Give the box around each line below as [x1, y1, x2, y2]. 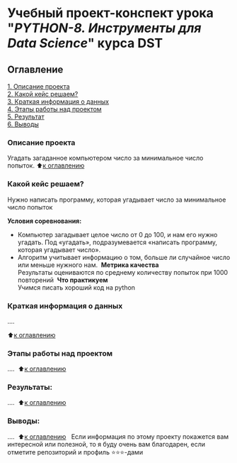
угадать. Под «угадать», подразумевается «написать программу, [17, 238, 218, 246]
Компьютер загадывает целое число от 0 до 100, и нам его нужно [17, 230, 218, 239]
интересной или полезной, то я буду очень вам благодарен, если [7, 440, 206, 448]
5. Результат [7, 112, 45, 121]
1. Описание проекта [7, 82, 70, 90]
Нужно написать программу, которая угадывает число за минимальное [7, 195, 226, 204]
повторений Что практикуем [17, 276, 108, 284]
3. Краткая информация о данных [7, 97, 110, 106]
